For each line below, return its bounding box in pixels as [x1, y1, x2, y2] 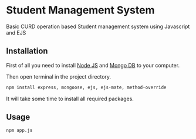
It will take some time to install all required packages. [6, 95, 134, 102]
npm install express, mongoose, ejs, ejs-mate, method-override [6, 84, 167, 90]
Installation [6, 46, 48, 56]
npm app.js [6, 127, 33, 134]
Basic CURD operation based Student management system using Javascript [6, 23, 190, 30]
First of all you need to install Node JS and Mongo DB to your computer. [6, 62, 180, 69]
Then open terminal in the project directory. [6, 73, 111, 80]
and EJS [6, 29, 26, 36]
